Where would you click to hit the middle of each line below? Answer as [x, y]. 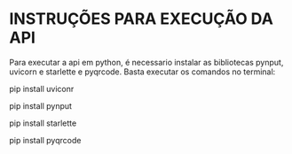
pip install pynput [41, 105]
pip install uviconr [42, 89]
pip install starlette [43, 123]
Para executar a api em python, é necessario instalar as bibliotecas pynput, [146, 62]
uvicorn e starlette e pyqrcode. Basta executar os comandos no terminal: [142, 72]
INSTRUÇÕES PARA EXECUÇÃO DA [141, 19]
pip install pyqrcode [45, 140]
